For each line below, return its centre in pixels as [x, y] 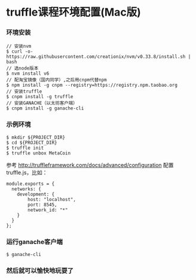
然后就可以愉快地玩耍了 [40, 271]
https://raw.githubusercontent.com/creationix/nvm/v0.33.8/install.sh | [99, 57]
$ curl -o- [20, 51]
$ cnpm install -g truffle [40, 97]
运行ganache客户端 [34, 242]
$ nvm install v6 [28, 74]
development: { [36, 194]
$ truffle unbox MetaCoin [38, 153]
